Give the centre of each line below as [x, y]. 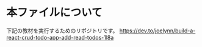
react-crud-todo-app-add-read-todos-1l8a [60, 37]
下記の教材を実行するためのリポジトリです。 [62, 31]
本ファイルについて [54, 13]
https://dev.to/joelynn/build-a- [157, 31]
